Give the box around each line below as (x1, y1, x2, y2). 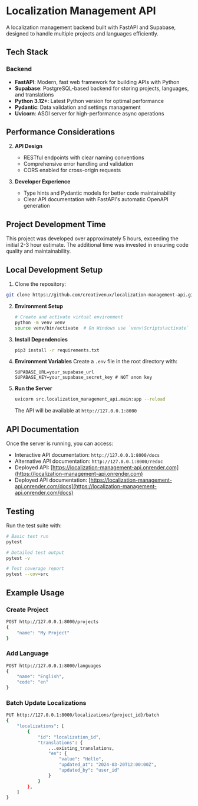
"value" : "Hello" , (58, 756, 104, 762)
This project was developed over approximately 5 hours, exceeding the (6, 235, 179, 242)
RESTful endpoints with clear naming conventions (23, 154, 144, 161)
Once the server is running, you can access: (6, 440, 114, 447)
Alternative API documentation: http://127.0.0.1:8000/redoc (14, 457, 163, 465)
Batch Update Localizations (6, 698, 87, 707)
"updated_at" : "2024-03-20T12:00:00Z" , (58, 762, 157, 768)
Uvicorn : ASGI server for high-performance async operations (14, 109, 164, 117)
